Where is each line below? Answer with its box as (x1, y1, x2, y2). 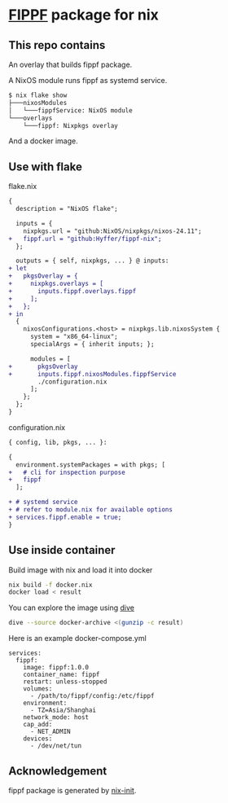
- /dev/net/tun (29, 742, 82, 750)
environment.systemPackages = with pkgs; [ (15, 460, 165, 469)
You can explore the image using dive (8, 603, 134, 612)
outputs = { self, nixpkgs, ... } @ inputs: (15, 257, 169, 265)
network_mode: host (23, 713, 90, 722)
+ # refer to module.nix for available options (8, 506, 173, 514)
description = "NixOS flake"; (15, 205, 118, 213)
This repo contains (8, 38, 106, 52)
